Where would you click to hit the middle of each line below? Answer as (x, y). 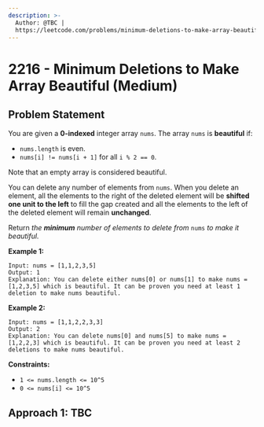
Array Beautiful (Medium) (93, 85)
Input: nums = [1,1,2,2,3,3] (56, 322)
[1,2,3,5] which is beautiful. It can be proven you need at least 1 (125, 287)
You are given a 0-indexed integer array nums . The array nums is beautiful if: (130, 134)
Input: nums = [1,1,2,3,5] (52, 266)
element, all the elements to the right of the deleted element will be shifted (129, 196)
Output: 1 (24, 273)
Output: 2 (24, 329)
